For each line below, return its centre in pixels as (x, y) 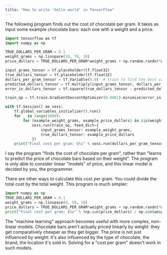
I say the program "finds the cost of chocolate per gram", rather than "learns (83, 153)
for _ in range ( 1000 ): (38, 116)
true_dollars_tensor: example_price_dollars (87, 134)
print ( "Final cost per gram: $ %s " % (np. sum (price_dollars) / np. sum (79, 212)
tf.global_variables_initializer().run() (57, 112)
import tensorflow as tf (31, 38)
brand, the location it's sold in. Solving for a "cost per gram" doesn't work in (83, 243)
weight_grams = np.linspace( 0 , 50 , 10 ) (46, 202)
